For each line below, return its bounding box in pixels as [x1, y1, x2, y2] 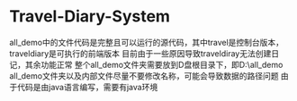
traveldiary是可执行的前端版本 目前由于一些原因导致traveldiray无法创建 [9, 47, 272, 59]
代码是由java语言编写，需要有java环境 [16, 81, 158, 92]
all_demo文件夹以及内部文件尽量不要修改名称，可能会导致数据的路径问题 [9, 70, 279, 81]
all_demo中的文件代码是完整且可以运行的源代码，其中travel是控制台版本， [9, 37, 284, 47]
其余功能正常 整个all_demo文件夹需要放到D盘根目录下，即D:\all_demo [24, 59, 283, 70]
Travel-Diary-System [9, 6, 171, 27]
